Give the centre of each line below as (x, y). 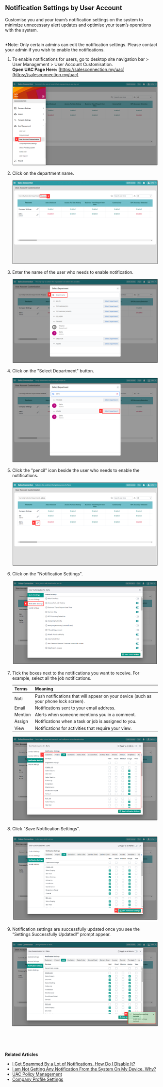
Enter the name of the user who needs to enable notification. (73, 272)
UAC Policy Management (37, 1074)
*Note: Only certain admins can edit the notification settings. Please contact (81, 44)
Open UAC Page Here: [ (36, 69)
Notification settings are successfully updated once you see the (76, 929)
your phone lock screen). (60, 701)
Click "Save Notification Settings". (46, 828)
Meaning (44, 689)
